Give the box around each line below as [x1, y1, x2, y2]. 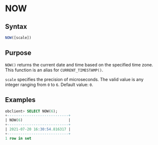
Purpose [5, 49, 32, 57]
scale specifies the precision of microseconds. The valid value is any [5, 76, 144, 82]
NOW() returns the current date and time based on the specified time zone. [5, 62, 154, 67]
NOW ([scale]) [5, 35, 32, 40]
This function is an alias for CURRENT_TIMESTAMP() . [5, 67, 103, 73]
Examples [5, 96, 36, 104]
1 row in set [5, 136, 32, 141]
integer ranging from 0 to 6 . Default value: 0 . [5, 82, 94, 87]
